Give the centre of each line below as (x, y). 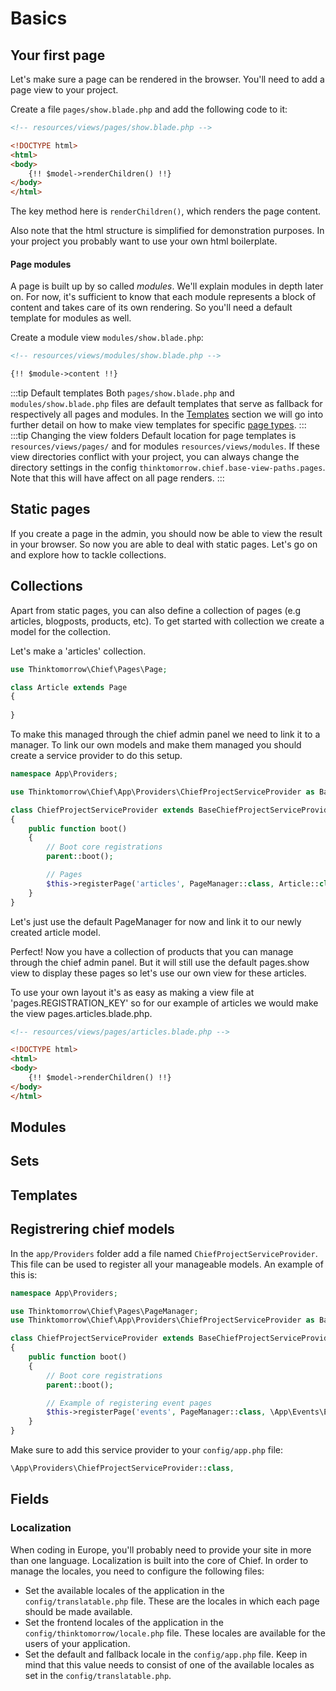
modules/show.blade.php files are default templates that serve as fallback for (166, 404)
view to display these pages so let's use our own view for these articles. (158, 973)
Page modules (41, 264)
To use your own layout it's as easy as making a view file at (132, 992)
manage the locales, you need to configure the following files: (137, 1571)
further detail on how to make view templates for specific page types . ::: (158, 425)
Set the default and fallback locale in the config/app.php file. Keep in (166, 1654)
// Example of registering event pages (129, 1403)
